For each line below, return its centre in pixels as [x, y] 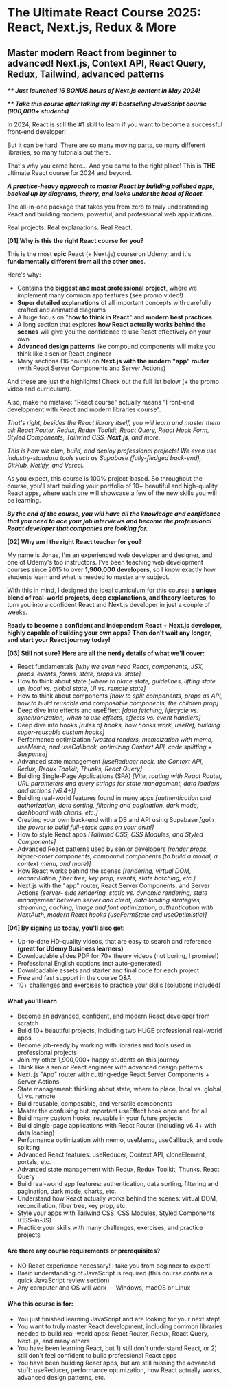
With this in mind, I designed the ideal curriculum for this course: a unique [112, 590]
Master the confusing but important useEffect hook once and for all [112, 1111]
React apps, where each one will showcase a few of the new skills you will [112, 493]
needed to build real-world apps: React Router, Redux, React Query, [113, 1333]
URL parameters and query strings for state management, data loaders [118, 783]
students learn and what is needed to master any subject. [88, 577]
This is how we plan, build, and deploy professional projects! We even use [112, 451]
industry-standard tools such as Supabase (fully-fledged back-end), [104, 458]
